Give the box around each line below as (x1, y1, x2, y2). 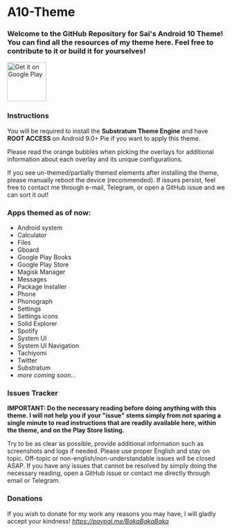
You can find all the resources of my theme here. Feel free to (7, 37, 214, 47)
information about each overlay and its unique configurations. (7, 155, 184, 163)
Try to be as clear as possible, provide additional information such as (7, 440, 204, 448)
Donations (7, 494, 43, 504)
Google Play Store (17, 261, 69, 269)
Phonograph (17, 298, 53, 306)
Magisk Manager (17, 268, 66, 276)
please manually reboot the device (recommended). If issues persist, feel (7, 175, 216, 184)
